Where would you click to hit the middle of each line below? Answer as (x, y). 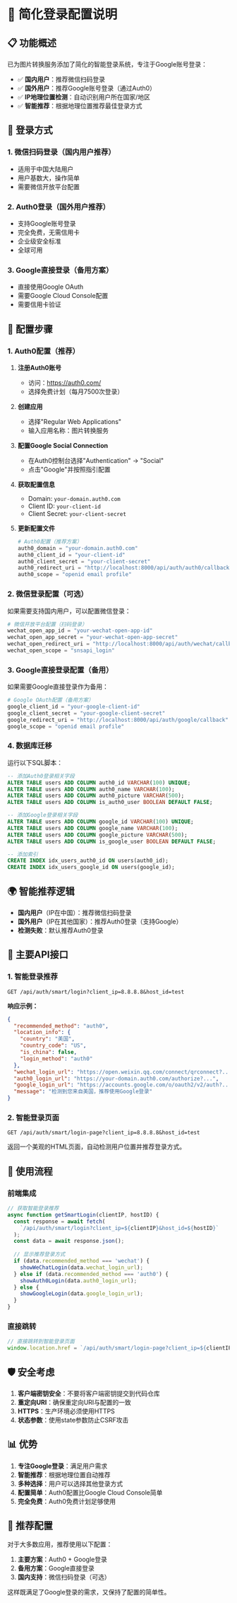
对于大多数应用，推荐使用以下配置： (60, 1544)
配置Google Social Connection (62, 445)
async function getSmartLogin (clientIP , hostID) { (83, 1214)
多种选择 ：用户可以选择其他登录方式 (70, 1483)
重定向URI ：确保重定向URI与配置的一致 (74, 1402)
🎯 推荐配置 (30, 1526)
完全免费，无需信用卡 (48, 232)
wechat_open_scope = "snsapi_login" (61, 651)
